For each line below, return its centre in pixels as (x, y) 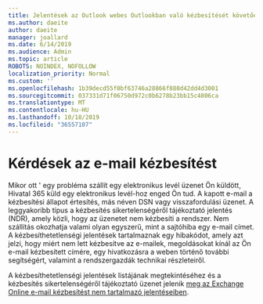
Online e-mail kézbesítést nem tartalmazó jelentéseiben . (99, 291)
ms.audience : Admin (40, 52)
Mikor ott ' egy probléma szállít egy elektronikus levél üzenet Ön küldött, (124, 185)
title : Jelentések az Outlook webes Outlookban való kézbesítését (119, 15)
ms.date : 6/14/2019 (40, 45)
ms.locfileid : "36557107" (50, 125)
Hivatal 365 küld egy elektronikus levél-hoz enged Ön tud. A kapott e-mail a (130, 194)
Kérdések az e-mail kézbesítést (113, 163)
